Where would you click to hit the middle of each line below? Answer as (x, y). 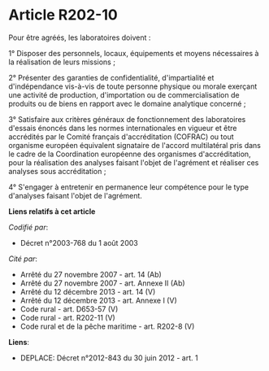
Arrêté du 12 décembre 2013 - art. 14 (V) (88, 291)
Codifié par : (28, 227)
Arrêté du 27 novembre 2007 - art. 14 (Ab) (91, 274)
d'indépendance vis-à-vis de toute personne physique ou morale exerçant (133, 86)
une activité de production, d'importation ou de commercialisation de (124, 94)
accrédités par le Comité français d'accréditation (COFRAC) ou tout (121, 137)
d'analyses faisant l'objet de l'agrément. (75, 195)
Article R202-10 (63, 15)
